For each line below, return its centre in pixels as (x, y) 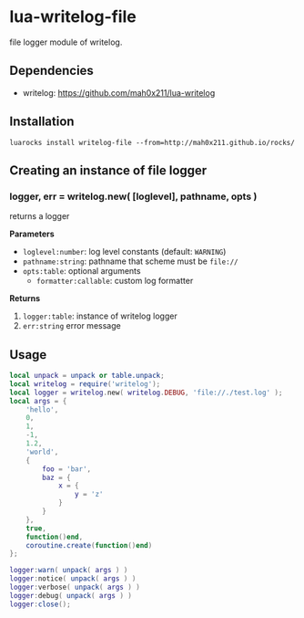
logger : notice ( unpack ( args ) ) (73, 579)
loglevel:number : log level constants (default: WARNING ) (124, 252)
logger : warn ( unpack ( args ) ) (69, 571)
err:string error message (71, 326)
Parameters (32, 234)
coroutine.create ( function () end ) (89, 545)
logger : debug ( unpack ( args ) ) (71, 595)
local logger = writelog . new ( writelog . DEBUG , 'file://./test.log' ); (146, 393)
